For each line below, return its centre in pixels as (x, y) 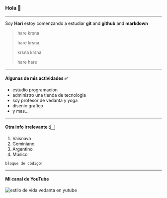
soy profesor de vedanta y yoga (45, 100)
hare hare (27, 62)
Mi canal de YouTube (27, 179)
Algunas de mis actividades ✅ (37, 78)
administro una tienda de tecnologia (49, 95)
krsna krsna (29, 52)
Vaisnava (22, 138)
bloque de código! (24, 163)
